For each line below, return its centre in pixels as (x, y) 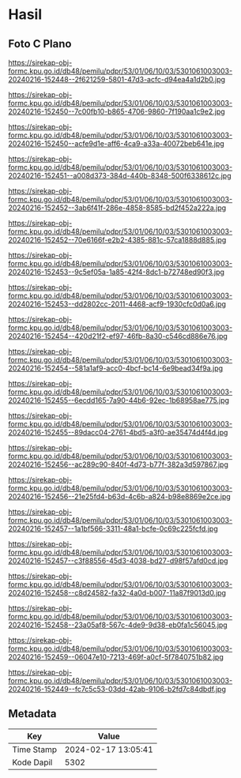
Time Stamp (35, 750)
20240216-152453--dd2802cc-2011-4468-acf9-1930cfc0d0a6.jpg (117, 304)
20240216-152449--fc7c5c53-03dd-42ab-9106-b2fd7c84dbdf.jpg (117, 689)
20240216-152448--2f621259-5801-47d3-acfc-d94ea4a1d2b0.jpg (117, 79)
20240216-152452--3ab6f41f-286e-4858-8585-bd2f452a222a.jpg (117, 208)
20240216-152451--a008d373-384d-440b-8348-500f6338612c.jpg (120, 176)
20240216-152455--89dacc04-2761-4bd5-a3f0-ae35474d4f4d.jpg (118, 432)
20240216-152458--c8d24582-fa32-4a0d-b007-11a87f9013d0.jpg (117, 593)
